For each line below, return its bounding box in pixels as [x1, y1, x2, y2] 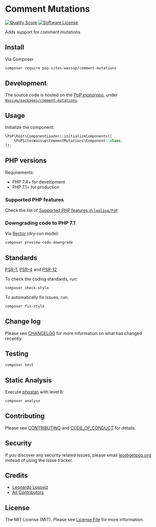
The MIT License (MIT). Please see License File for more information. [5, 517, 144, 523]
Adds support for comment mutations [5, 29, 80, 35]
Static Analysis [5, 376, 52, 384]
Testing [5, 349, 29, 358]
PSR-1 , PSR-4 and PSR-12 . [5, 266, 58, 272]
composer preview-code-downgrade [5, 240, 73, 245]
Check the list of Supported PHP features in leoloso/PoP [5, 207, 118, 213]
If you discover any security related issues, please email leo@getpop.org [5, 452, 152, 458]
